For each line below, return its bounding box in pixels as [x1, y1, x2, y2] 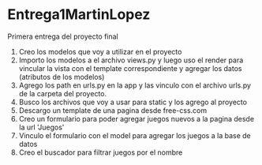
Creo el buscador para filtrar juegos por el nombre [18, 148, 183, 157]
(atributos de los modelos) [18, 72, 105, 81]
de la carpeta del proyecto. [18, 88, 107, 98]
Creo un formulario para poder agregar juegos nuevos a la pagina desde [18, 114, 254, 123]
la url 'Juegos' [18, 122, 65, 132]
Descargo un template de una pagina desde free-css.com [18, 105, 208, 115]
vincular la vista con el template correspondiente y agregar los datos [18, 63, 242, 73]
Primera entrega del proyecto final [7, 32, 119, 41]
